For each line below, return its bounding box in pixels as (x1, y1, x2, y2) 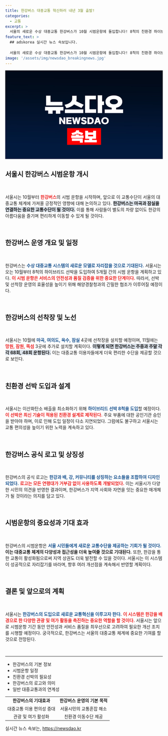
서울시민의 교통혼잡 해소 (59, 705, 107, 711)
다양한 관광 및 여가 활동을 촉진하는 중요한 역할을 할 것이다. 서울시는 (23, 617, 152, 623)
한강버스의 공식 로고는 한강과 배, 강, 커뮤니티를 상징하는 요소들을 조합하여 (5, 474, 147, 480)
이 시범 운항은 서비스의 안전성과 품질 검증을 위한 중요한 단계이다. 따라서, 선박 (11, 275, 159, 281)
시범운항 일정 (12, 667, 38, 673)
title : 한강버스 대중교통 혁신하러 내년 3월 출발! (5, 8, 95, 13)
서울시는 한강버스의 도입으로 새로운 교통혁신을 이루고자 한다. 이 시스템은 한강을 (5, 611, 157, 617)
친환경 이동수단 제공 (64, 713, 103, 719)
